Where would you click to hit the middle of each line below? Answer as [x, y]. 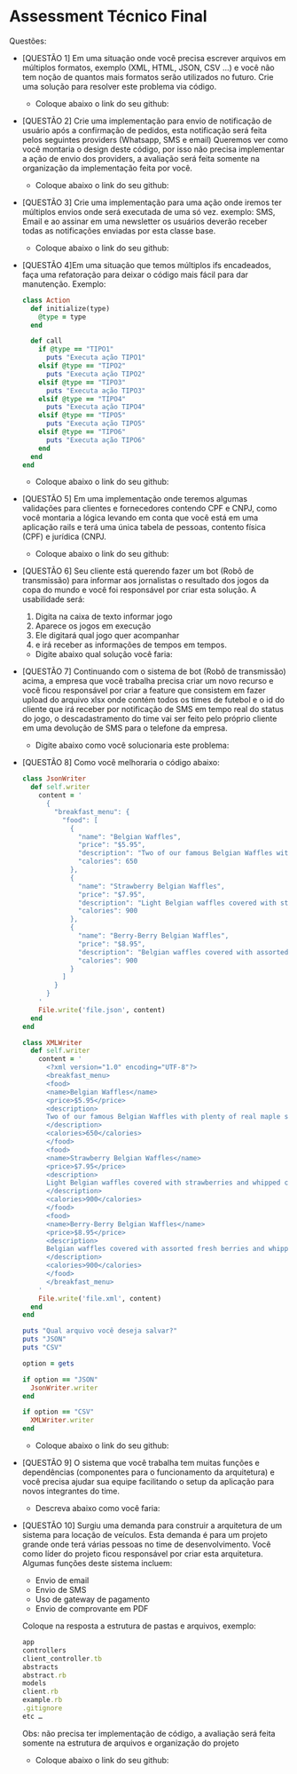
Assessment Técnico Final [108, 16]
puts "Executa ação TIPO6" [96, 440]
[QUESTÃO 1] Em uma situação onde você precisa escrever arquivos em [154, 58]
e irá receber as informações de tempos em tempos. [131, 645]
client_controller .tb [62, 1659]
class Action [46, 300]
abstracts [40, 1667]
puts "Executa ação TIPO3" [96, 391]
